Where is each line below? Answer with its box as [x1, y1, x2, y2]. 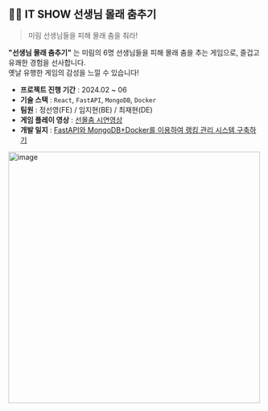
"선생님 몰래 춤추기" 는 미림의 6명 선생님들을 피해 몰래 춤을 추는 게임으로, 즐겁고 [8, 47, 260, 57]
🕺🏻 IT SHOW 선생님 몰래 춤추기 [8, 7, 157, 22]
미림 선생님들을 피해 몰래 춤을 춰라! [27, 31, 138, 40]
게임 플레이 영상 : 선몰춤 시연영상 [19, 115, 123, 125]
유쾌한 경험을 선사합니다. [8, 57, 86, 67]
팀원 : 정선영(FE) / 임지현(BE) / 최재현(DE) [19, 105, 153, 114]
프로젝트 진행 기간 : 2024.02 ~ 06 [19, 84, 127, 94]
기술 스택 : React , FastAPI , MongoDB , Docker [19, 95, 157, 105]
